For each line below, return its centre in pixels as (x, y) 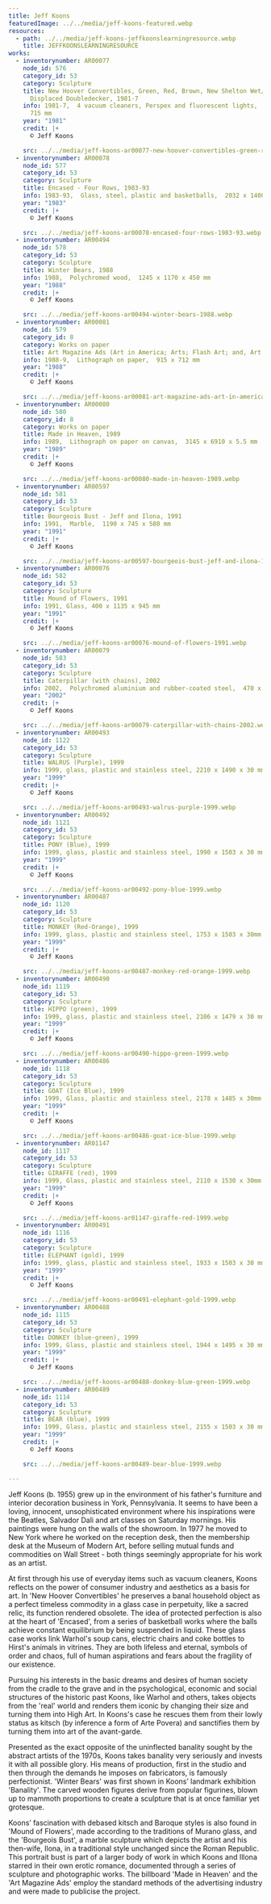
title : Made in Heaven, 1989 (72, 434)
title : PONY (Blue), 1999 (67, 845)
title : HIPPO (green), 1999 (70, 1009)
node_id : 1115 (46, 1315)
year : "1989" (45, 450)
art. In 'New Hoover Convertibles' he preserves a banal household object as (134, 1596)
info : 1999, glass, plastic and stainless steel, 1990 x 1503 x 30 (138, 852)
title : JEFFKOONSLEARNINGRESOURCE (81, 46)
